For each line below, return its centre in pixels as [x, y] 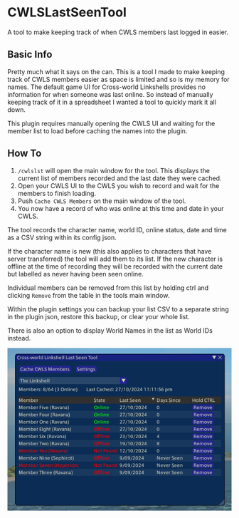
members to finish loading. [57, 193]
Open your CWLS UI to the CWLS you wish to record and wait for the [118, 185]
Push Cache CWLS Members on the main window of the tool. [102, 201]
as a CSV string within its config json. [62, 237]
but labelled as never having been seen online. [76, 274]
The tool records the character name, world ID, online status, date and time [117, 229]
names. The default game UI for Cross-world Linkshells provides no [107, 87]
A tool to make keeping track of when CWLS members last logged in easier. [118, 32]
